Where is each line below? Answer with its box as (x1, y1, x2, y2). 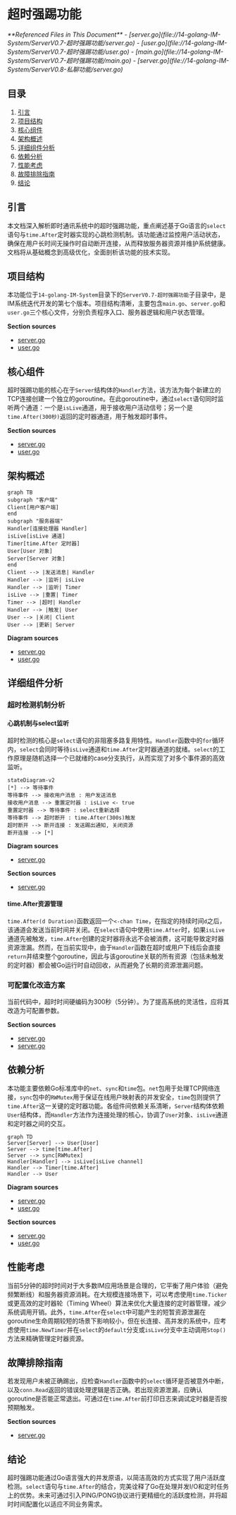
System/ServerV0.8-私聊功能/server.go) (7, 65, 123, 73)
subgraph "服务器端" (7, 518, 63, 525)
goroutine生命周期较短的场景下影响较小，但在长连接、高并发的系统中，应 (7, 1317, 221, 1325)
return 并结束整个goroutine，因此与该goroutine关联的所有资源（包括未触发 (7, 951, 224, 961)
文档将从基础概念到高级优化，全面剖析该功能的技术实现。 (7, 248, 174, 256)
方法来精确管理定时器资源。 (7, 1334, 88, 1343)
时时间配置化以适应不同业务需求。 (7, 1500, 106, 1509)
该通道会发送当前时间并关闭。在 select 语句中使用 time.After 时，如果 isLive (7, 925, 225, 934)
